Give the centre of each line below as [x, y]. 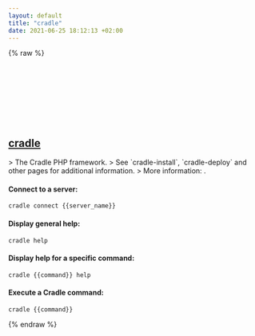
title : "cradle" [35, 23]
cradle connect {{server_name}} [62, 206]
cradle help [28, 240]
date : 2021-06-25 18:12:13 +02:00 [66, 30]
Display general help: [44, 223]
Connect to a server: [43, 189]
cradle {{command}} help [50, 275]
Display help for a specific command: [72, 258]
